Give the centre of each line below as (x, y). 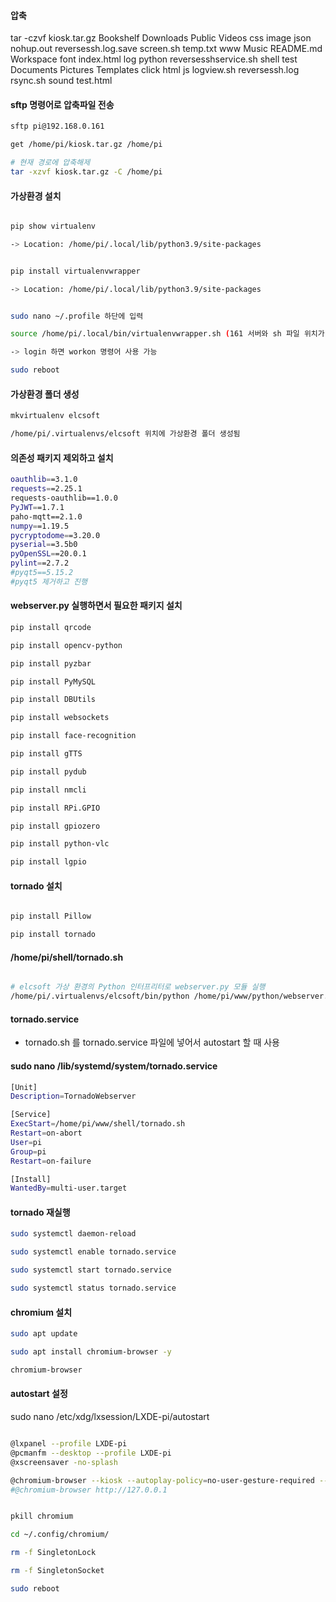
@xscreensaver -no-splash (64, 1462)
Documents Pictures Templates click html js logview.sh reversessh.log (155, 70)
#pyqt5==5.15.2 (42, 573)
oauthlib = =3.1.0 (44, 480)
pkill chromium (42, 1516)
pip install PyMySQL (53, 681)
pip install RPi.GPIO (55, 808)
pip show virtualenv (53, 226)
